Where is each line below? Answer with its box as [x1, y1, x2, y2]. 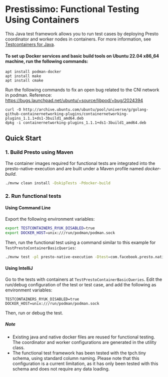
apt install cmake [5, 78, 43, 83]
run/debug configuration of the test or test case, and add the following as [5, 281, 156, 287]
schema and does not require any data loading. [12, 365, 110, 371]
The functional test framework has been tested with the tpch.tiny [12, 349, 146, 356]
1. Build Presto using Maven [5, 149, 73, 156]
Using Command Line [5, 205, 51, 211]
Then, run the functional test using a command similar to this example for [5, 239, 156, 245]
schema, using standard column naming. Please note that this [12, 355, 139, 361]
